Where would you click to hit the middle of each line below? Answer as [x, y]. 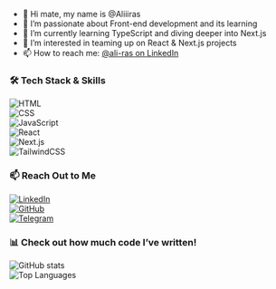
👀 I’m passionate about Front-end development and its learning [140, 24]
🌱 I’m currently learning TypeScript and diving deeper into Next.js [144, 33]
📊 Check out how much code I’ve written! [103, 242]
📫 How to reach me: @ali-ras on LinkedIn [100, 53]
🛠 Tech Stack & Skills [57, 80]
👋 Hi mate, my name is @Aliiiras [81, 14]
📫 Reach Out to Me [53, 176]
